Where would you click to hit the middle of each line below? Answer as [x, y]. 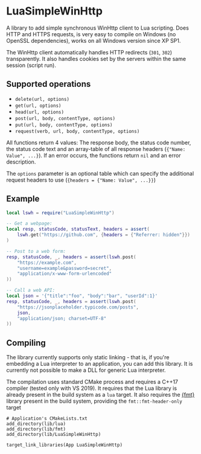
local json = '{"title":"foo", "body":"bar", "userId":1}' [82, 296]
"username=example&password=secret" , [65, 268]
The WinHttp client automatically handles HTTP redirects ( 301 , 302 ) [89, 52]
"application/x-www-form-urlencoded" [65, 274]
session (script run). [31, 65]
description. [21, 162]
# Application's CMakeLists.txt [47, 419]
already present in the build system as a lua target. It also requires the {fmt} [101, 395]
